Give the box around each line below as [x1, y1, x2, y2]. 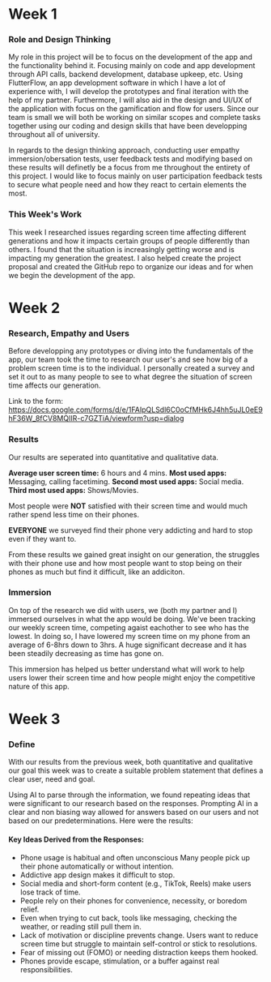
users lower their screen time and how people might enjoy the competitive [8, 672, 256, 682]
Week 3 [8, 710, 61, 728]
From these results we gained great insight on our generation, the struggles [8, 549, 260, 560]
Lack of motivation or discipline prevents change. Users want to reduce [19, 930, 259, 940]
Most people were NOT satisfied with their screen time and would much [8, 500, 248, 511]
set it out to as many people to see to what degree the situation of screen [8, 372, 252, 382]
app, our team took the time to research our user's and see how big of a [8, 354, 248, 365]
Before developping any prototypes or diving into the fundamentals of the [8, 346, 253, 356]
